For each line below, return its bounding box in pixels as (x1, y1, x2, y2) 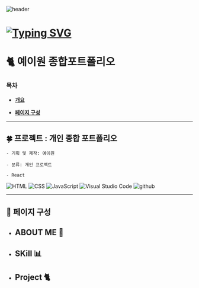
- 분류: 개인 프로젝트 (6, 162, 52, 168)
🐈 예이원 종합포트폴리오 (6, 55, 115, 69)
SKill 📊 (14, 248, 42, 258)
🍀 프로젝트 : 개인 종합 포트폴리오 (6, 133, 117, 143)
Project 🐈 (14, 273, 50, 283)
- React (6, 172, 25, 178)
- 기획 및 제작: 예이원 (6, 151, 55, 156)
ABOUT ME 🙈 (14, 228, 64, 238)
